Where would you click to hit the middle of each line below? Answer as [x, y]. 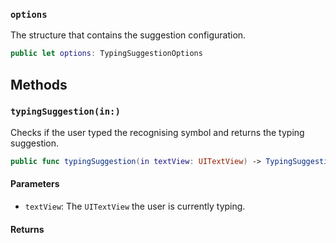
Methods [39, 84]
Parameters [35, 184]
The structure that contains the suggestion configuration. [128, 35]
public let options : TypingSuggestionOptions [106, 54]
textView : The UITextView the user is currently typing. [135, 206]
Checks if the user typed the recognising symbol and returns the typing [157, 132]
